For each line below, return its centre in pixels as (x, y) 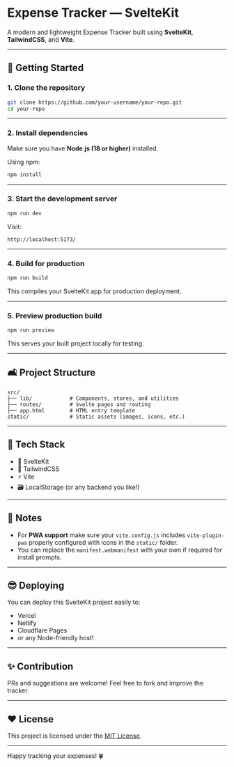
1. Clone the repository (46, 88)
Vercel (26, 616)
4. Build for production (46, 263)
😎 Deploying (36, 586)
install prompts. (39, 557)
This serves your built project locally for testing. (76, 343)
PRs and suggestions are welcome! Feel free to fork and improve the (106, 683)
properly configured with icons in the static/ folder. (103, 542)
